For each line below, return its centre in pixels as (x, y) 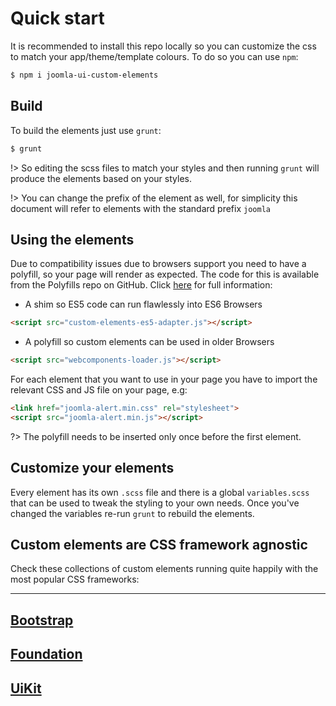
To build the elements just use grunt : (86, 130)
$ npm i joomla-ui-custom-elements (84, 75)
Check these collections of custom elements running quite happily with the (164, 569)
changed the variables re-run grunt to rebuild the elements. (132, 513)
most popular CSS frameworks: (75, 579)
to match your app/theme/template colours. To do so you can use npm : (154, 56)
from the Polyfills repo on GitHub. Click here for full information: (141, 285)
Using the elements (72, 239)
